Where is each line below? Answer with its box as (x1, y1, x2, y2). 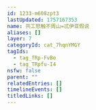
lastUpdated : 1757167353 (7, 16, 78, 23)
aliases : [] (7, 29, 41, 36)
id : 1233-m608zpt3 (7, 10, 59, 17)
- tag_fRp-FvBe (13, 55, 57, 61)
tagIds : (7, 49, 29, 55)
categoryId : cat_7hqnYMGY (7, 42, 80, 49)
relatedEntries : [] (7, 80, 63, 87)
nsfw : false (7, 67, 41, 74)
